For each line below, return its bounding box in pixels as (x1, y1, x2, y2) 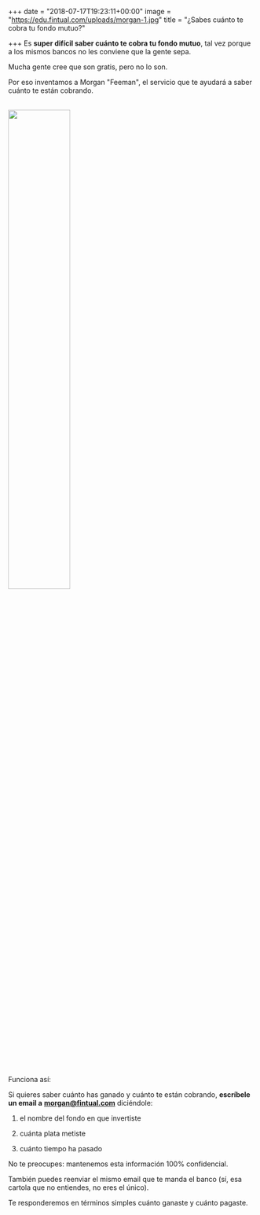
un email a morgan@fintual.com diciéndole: (8, 1099, 153, 1107)
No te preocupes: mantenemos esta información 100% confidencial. (8, 1159, 229, 1169)
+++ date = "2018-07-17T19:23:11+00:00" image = (8, 7, 171, 16)
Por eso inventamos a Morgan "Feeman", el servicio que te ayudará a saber (8, 78, 253, 87)
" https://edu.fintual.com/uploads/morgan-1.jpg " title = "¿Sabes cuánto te (8, 15, 244, 24)
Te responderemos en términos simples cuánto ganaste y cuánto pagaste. (8, 1198, 249, 1207)
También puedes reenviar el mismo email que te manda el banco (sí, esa (8, 1175, 242, 1184)
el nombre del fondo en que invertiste (19, 1114, 141, 1123)
